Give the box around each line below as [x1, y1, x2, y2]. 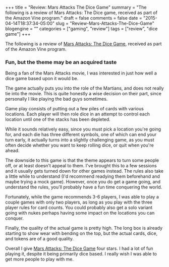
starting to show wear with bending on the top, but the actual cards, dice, [5, 230, 158, 236]
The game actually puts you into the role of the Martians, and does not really [5, 85, 164, 91]
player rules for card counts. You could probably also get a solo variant [5, 205, 153, 211]
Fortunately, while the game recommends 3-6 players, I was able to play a [5, 194, 159, 200]
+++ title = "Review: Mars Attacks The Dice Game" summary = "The [5, 5, 147, 10]
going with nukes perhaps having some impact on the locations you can [5, 210, 155, 216]
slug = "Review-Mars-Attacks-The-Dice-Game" [55, 20, 155, 26]
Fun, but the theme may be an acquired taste [5, 58, 117, 65]
